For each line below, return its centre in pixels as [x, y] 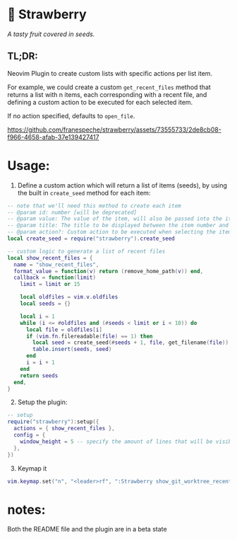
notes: [26, 510]
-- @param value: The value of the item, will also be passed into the [115, 219]
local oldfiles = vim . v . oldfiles [69, 297]
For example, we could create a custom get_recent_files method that [109, 87]
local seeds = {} [45, 304]
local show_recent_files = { [50, 258]
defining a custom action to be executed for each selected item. [100, 102]
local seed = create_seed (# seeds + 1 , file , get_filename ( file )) [131, 343]
